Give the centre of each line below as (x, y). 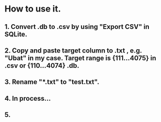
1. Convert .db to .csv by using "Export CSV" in (77, 27)
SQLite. (16, 34)
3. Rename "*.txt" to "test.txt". (52, 82)
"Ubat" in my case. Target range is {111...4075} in (80, 58)
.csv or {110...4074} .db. (42, 65)
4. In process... (28, 98)
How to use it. (33, 9)
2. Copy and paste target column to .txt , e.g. (73, 50)
